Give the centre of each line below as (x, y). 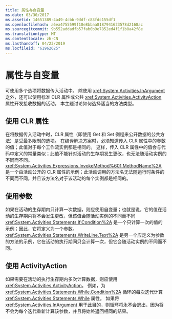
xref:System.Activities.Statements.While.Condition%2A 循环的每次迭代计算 (84, 292)
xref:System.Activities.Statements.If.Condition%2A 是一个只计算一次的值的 (84, 222)
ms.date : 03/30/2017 (27, 15)
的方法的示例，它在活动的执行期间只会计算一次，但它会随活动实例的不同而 (84, 241)
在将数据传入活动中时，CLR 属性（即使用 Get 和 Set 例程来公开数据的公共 (83, 135)
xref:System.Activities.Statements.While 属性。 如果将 (62, 298)
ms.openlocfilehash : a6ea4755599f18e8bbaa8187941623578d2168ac (74, 24)
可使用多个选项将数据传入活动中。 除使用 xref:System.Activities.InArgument (85, 90)
